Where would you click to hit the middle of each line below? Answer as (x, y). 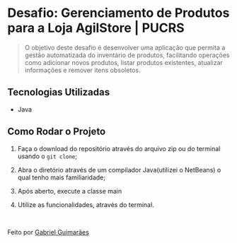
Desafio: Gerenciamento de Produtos (118, 13)
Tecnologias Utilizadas (59, 92)
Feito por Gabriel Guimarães (48, 232)
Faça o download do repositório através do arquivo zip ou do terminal (119, 148)
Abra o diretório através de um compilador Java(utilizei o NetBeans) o (119, 170)
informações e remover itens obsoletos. (82, 70)
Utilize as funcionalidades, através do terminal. (86, 205)
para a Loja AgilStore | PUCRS (96, 28)
